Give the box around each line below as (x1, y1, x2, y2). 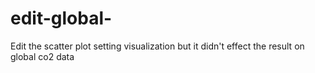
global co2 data (10, 50, 75, 62)
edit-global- (10, 7, 113, 30)
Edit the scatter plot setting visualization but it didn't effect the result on (10, 40, 305, 52)
